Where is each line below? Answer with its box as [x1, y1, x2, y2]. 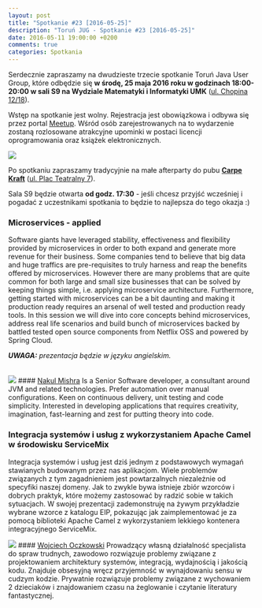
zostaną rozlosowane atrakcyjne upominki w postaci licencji [8, 127, 202, 136]
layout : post [8, 11, 51, 20]
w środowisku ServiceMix [8, 439, 109, 450]
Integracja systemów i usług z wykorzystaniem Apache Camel [8, 429, 252, 440]
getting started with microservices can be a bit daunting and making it [8, 293, 235, 304]
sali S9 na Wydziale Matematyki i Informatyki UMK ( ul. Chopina [38, 87, 248, 95]
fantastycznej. [8, 591, 54, 600]
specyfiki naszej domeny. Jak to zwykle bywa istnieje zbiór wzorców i [8, 482, 235, 491]
